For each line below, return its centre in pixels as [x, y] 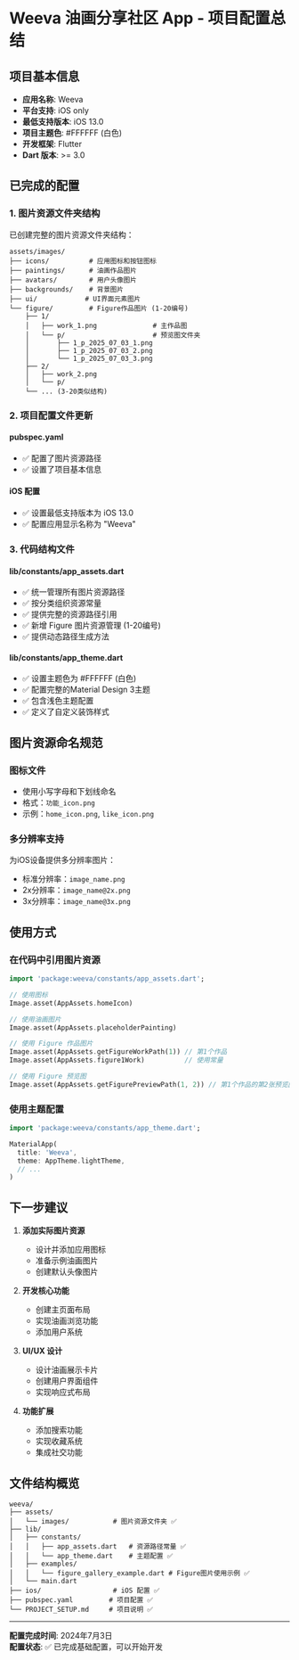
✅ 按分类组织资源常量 [62, 604]
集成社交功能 [59, 1452]
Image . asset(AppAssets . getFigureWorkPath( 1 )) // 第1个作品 [118, 1052]
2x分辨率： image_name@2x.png [76, 890]
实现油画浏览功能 [67, 1321]
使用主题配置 [37, 1109]
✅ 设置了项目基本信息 [62, 469]
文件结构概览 [44, 1483]
